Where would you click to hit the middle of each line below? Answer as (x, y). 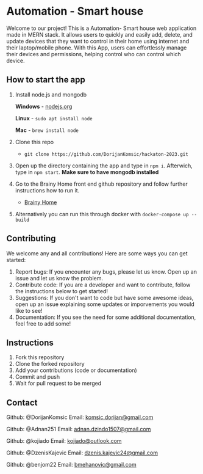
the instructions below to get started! (62, 291)
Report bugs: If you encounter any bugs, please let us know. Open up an (106, 272)
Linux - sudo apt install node (54, 118)
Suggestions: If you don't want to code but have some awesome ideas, (104, 297)
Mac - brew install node (47, 130)
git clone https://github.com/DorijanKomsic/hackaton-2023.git (106, 154)
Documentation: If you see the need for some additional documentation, (105, 317)
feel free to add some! (43, 323)
